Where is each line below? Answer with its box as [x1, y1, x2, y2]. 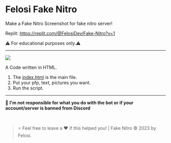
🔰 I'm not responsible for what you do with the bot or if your [5, 99, 134, 105]
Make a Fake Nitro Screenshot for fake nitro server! [5, 20, 113, 26]
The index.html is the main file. [12, 74, 77, 80]
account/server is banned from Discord [5, 105, 91, 111]
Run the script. [12, 85, 44, 91]
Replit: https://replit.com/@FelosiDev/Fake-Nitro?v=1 [5, 30, 116, 36]
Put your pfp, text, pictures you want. [12, 79, 91, 85]
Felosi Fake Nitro [5, 4, 77, 15]
